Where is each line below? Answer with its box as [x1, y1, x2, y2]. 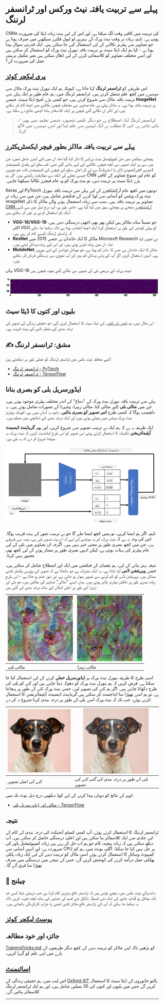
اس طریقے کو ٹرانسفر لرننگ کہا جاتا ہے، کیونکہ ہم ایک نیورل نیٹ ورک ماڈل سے [5, 85, 147, 91]
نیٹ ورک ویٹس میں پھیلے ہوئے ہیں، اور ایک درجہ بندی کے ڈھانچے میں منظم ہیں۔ [5, 415, 132, 420]
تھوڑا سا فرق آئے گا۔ [5, 862, 42, 868]
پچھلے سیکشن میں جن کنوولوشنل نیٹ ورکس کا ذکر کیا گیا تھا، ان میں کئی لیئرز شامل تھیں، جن [5, 155, 153, 161]
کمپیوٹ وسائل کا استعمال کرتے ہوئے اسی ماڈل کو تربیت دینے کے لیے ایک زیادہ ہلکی [5, 851, 155, 857]
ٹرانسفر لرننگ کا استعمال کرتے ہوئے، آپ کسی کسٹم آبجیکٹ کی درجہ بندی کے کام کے [5, 829, 159, 835]
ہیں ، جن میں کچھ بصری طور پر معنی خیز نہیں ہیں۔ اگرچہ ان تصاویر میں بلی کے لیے [5, 541, 154, 547]
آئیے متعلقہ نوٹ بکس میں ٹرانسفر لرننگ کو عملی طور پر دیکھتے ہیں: [5, 356, 112, 362]
